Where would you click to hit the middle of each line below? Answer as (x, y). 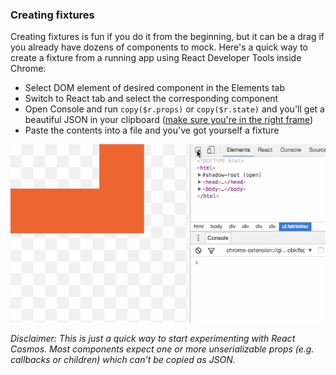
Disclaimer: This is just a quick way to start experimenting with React (153, 338)
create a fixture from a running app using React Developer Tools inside (156, 58)
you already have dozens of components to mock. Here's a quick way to (159, 47)
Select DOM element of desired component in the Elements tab (154, 88)
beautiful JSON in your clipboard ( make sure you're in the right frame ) (169, 120)
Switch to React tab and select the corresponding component (151, 99)
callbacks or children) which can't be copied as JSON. (123, 359)
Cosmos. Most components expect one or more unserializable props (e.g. (162, 349)
